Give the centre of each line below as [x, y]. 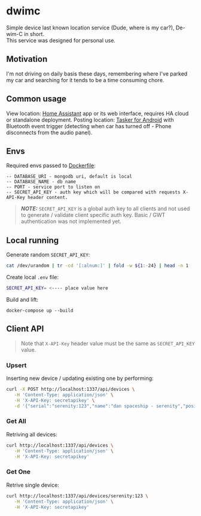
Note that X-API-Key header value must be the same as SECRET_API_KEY [108, 343]
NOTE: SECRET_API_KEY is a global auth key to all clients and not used [105, 209]
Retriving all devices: [32, 434]
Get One [19, 472]
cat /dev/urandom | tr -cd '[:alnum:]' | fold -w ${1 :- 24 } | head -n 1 [98, 266]
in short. [34, 34]
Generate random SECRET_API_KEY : [48, 255]
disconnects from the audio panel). [49, 132]
